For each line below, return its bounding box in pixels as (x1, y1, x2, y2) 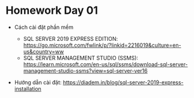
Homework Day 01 (5, 4, 99, 17)
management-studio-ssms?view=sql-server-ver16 (23, 67, 148, 74)
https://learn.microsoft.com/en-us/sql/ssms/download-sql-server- (23, 61, 188, 68)
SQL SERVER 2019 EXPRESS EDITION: (23, 35, 118, 42)
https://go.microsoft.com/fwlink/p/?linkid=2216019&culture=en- (23, 41, 181, 49)
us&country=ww (23, 47, 64, 55)
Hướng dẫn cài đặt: (14, 79, 62, 86)
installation (14, 85, 41, 92)
